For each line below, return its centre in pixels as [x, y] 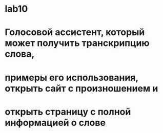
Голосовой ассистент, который [75, 32]
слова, [20, 54]
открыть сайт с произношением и [81, 88]
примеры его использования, [72, 77]
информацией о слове [55, 123]
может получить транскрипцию [77, 43]
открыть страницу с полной [68, 112]
